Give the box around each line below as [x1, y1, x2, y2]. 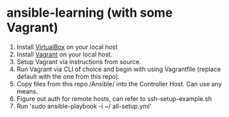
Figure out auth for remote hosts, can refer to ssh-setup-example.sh [16, 94, 212, 102]
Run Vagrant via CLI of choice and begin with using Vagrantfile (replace [16, 65, 221, 73]
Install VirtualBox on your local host [16, 42, 118, 51]
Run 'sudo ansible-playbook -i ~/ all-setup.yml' [16, 102, 152, 110]
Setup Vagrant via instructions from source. [16, 57, 142, 65]
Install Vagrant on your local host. [16, 50, 112, 58]
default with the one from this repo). [16, 72, 120, 81]
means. [16, 87, 38, 95]
